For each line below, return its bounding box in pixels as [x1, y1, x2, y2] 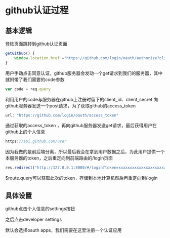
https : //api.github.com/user [5, 139, 67, 144]
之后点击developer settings [5, 216, 62, 222]
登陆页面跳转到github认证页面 [5, 41, 67, 47]
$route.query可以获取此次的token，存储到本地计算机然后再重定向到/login [5, 175, 158, 181]
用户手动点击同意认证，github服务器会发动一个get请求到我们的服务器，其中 [5, 70, 163, 76]
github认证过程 [5, 5, 69, 16]
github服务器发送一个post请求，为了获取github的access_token [5, 102, 136, 109]
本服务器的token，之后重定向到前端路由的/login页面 [5, 155, 113, 161]
